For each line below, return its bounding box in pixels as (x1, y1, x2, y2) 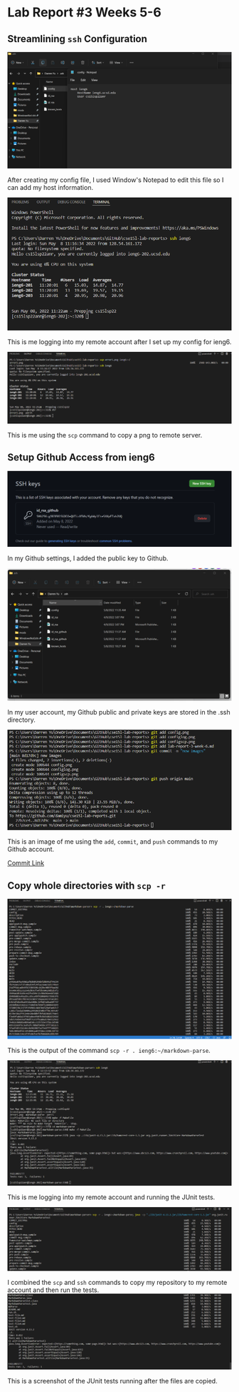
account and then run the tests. (7, 1286, 100, 1294)
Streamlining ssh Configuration (7, 33, 148, 45)
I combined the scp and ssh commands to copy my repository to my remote (7, 1278, 228, 1287)
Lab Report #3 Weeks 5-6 (7, 4, 161, 21)
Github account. (7, 845, 55, 854)
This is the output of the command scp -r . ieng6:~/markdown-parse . (7, 1046, 211, 1054)
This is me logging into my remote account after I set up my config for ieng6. (7, 337, 232, 346)
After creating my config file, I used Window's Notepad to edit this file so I (7, 176, 224, 184)
